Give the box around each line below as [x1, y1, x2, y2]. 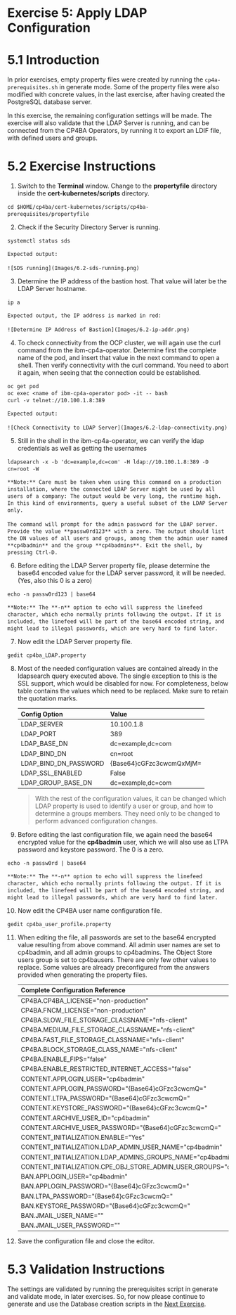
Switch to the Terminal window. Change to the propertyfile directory [17, 181, 218, 191]
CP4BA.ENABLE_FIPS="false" [20, 1055, 107, 1063]
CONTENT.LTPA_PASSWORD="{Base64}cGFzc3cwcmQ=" [20, 1094, 190, 1103]
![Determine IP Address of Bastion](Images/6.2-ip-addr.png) [7, 326, 190, 333]
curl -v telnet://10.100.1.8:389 [7, 397, 105, 404]
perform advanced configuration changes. [34, 816, 158, 825]
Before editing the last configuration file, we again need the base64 [17, 830, 213, 838]
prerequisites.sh [7, 84, 58, 91]
